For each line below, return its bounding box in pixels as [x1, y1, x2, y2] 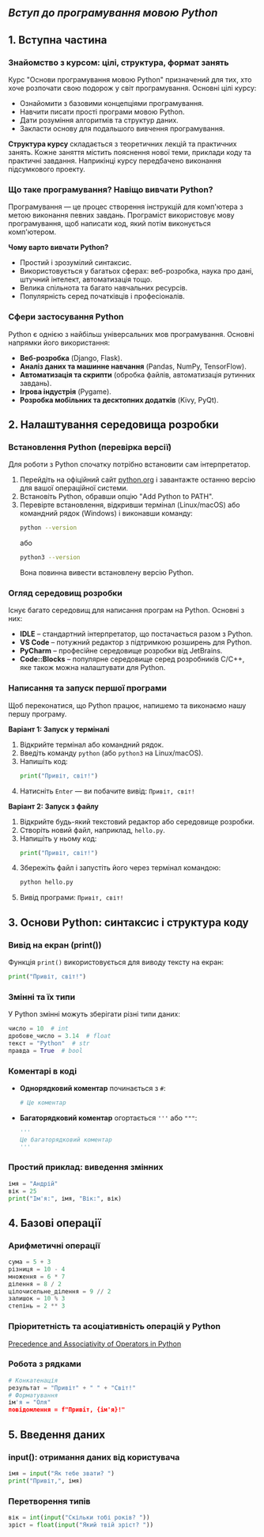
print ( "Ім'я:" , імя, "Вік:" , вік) [8, 1194, 123, 1202]
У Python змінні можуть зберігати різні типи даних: [8, 1009, 180, 1019]
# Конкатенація [8, 1376, 58, 1384]
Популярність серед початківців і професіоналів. [19, 292, 186, 301]
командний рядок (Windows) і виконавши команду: [19, 509, 194, 518]
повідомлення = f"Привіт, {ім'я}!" [8, 1406, 126, 1414]
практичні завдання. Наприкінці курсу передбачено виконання [8, 156, 221, 165]
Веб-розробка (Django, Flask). [19, 353, 123, 362]
